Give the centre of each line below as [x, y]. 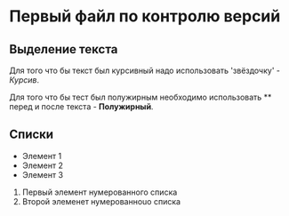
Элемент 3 [43, 174]
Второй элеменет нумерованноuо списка [101, 201]
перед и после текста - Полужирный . [81, 107]
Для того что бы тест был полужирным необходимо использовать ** [140, 97]
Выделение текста [64, 49]
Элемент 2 [43, 165]
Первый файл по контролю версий [145, 16]
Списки [32, 135]
